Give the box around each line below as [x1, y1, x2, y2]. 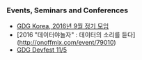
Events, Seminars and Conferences [6, 6, 129, 15]
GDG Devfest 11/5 [16, 46, 68, 54]
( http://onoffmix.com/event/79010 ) [16, 39, 116, 47]
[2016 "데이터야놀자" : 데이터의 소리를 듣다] [16, 30, 136, 39]
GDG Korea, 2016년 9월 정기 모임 [16, 22, 109, 30]
